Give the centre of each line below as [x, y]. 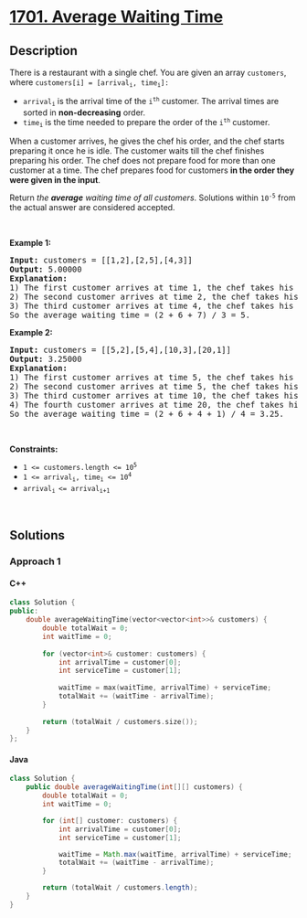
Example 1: [31, 243]
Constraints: [34, 449]
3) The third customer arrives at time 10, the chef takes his [154, 396]
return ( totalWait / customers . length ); [120, 888]
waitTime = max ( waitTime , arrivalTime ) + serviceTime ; [165, 688]
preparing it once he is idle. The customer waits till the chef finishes [137, 151]
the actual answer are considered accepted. [92, 208]
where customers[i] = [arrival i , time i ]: [89, 83]
